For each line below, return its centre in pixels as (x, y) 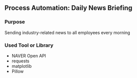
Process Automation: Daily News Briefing (68, 8)
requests (20, 61)
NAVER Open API (29, 56)
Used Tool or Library (29, 45)
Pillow (17, 71)
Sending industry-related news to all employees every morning (68, 32)
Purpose (15, 22)
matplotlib (22, 66)
